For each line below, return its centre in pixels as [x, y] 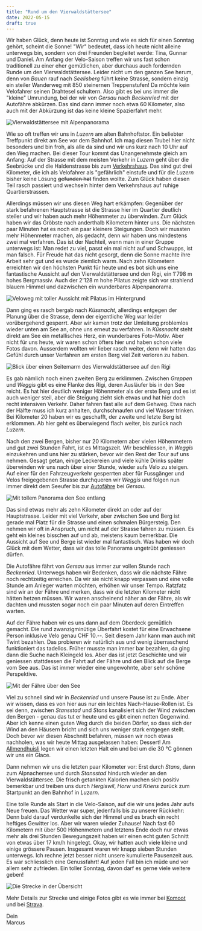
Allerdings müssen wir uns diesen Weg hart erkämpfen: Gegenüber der [95, 203]
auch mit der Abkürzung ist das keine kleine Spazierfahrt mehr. [84, 111]
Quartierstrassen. [28, 192]
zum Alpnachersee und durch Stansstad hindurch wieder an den [87, 774]
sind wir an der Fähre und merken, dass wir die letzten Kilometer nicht [93, 592]
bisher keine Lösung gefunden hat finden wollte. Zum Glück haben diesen [98, 179]
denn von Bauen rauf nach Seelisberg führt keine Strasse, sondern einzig [97, 78]
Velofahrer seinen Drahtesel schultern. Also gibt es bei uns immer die [92, 92]
